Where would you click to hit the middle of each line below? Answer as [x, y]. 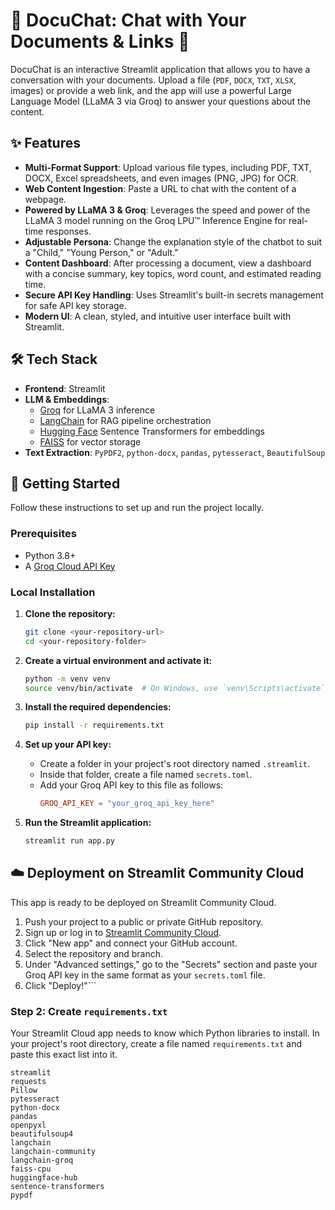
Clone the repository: [70, 613]
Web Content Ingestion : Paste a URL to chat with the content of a [160, 188]
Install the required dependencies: [98, 707]
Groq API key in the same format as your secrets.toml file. [145, 975]
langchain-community [53, 1152]
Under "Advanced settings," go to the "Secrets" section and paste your [171, 964]
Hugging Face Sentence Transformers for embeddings [152, 431]
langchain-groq [42, 1160]
